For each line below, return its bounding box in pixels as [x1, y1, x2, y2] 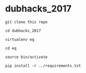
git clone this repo [5, 19, 48, 24]
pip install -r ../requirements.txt [5, 63, 81, 68]
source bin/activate [5, 54, 48, 59]
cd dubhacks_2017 [5, 28, 41, 33]
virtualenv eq [5, 37, 35, 42]
